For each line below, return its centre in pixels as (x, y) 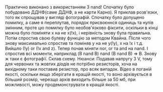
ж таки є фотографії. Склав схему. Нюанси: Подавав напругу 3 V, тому (79, 59)
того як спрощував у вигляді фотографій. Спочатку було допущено (75, 17)
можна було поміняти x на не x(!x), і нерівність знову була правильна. (78, 33)
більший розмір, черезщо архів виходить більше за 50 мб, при (70, 79)
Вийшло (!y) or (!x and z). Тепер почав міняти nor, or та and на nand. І (77, 48)
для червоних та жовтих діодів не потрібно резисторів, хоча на (71, 64)
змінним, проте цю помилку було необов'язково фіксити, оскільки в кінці (81, 28)
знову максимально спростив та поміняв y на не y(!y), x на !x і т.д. (74, 43)
